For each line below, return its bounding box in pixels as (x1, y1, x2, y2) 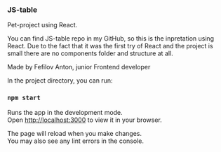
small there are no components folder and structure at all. (7, 49, 173, 57)
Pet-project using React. (7, 21, 78, 29)
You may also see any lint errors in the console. (7, 137, 144, 145)
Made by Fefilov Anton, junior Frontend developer (7, 63, 151, 71)
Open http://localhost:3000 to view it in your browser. (7, 116, 163, 124)
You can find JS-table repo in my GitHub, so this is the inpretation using (7, 34, 215, 43)
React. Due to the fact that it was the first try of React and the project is (7, 42, 213, 50)
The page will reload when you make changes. (7, 129, 142, 137)
